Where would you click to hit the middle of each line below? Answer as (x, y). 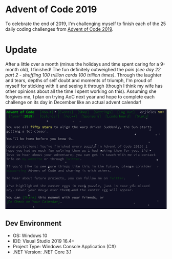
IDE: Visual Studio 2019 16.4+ (44, 241)
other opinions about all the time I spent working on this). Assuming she (81, 91)
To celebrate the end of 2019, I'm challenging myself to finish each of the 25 (86, 24)
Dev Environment (34, 223)
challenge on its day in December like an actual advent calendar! (73, 102)
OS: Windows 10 (30, 236)
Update (21, 50)
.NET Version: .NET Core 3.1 (42, 252)
